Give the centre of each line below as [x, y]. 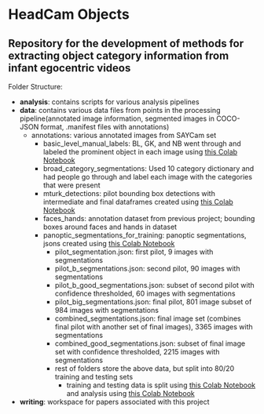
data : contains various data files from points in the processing [120, 110]
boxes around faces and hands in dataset [110, 227]
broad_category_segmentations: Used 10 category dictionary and [148, 169]
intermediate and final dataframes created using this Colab [138, 202]
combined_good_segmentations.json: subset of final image [150, 343]
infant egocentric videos [70, 68]
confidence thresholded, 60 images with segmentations [145, 293]
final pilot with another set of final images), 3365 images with [154, 327]
